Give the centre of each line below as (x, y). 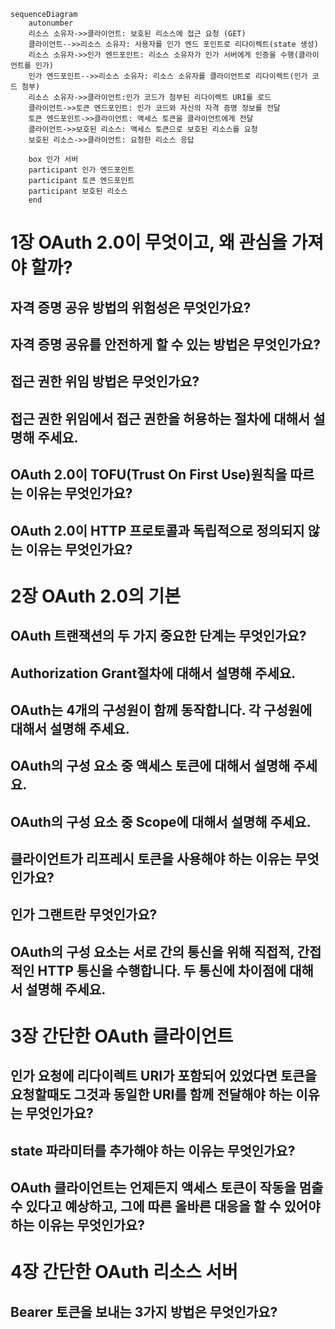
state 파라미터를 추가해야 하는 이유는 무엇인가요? (153, 1150)
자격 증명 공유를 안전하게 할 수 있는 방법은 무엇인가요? (165, 344)
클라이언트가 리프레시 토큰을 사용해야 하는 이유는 (151, 859)
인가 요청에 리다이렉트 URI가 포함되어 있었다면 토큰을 (163, 1076)
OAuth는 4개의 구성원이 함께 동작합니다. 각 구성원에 (161, 710)
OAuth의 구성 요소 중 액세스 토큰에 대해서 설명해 (150, 766)
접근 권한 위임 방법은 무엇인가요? (105, 381)
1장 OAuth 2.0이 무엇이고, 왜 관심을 (149, 242)
